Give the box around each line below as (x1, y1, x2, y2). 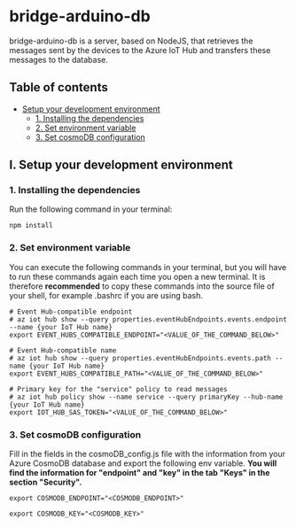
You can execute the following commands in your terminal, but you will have (9, 261, 287, 272)
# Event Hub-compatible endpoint (9, 307, 133, 316)
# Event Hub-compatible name (9, 345, 117, 355)
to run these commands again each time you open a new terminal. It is (9, 271, 266, 282)
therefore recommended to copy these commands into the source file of (9, 281, 275, 291)
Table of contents (9, 80, 108, 95)
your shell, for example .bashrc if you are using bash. (9, 290, 204, 300)
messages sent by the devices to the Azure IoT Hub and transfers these (9, 44, 271, 55)
